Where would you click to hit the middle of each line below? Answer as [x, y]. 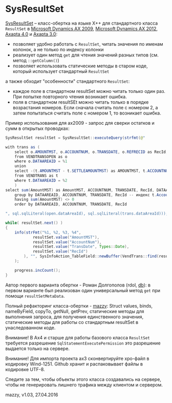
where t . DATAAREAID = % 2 [41, 180]
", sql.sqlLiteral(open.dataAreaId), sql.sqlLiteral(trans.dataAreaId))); [87, 214]
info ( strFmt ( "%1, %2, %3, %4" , [48, 232]
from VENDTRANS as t [36, 176]
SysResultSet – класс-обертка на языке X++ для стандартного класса [82, 23]
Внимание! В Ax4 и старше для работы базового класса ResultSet [78, 337]
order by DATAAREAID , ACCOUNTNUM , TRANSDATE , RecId [71, 204]
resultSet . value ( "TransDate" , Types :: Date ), [81, 247]
